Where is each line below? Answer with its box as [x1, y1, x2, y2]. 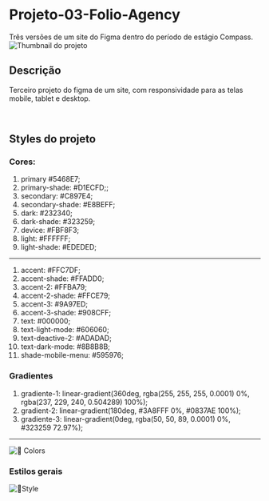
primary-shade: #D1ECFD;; [20, 182, 109, 193]
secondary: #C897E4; [20, 191, 93, 201]
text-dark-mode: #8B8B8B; [20, 342, 111, 351]
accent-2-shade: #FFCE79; [20, 291, 111, 301]
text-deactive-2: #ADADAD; [20, 334, 113, 343]
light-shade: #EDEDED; [20, 242, 97, 252]
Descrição [9, 64, 61, 78]
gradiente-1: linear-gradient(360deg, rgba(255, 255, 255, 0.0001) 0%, [20, 388, 250, 398]
